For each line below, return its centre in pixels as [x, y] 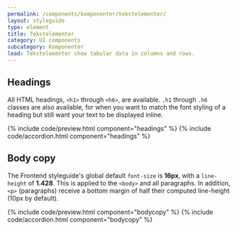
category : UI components [44, 41]
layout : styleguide [36, 21]
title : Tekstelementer [41, 34]
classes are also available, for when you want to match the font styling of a [116, 107]
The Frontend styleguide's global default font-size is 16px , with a [104, 176]
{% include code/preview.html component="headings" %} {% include [109, 128]
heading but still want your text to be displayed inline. [85, 114]
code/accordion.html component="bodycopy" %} [80, 219]
